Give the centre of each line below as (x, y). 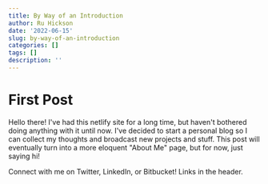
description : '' (35, 61)
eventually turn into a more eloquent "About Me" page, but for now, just (126, 147)
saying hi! (24, 156)
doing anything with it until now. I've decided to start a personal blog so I (128, 130)
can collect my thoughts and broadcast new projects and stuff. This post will (134, 139)
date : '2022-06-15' (41, 30)
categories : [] (34, 46)
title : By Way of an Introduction (66, 16)
